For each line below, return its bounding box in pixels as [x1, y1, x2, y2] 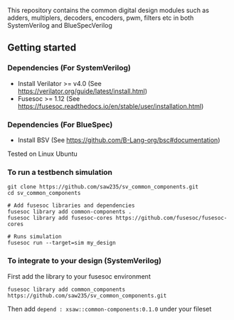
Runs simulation [14, 233, 62, 240]
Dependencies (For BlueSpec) [7, 119, 113, 129]
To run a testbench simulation [7, 167, 112, 177]
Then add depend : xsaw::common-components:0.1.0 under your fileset [7, 304, 212, 313]
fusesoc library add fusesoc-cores [7, 215, 113, 222]
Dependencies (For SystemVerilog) [7, 63, 132, 73]
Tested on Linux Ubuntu [7, 149, 78, 158]
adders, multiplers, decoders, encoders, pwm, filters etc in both [7, 14, 194, 22]
